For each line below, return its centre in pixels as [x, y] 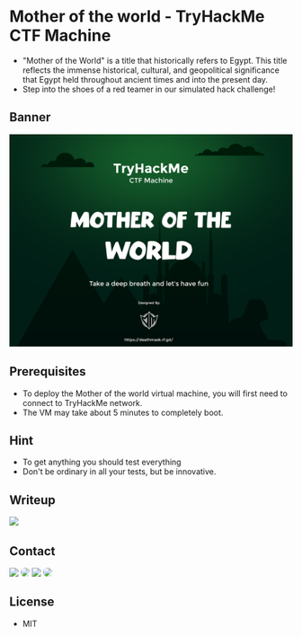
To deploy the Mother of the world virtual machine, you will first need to [155, 393]
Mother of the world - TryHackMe [137, 17]
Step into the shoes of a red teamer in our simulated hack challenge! [149, 89]
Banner [30, 117]
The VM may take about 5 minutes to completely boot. [123, 412]
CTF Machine [60, 35]
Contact [32, 551]
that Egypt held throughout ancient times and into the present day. [145, 79]
